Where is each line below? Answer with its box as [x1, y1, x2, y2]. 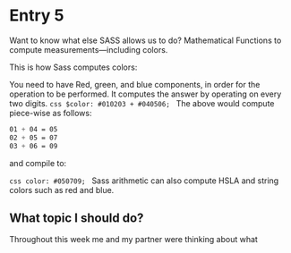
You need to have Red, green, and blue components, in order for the [9, 79, 261, 89]
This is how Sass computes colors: [9, 62, 138, 72]
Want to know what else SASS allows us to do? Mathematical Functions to [9, 35, 282, 46]
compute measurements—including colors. [9, 44, 168, 55]
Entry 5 [9, 5, 64, 26]
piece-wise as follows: [9, 107, 92, 118]
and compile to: [9, 157, 67, 168]
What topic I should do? [9, 210, 144, 225]
